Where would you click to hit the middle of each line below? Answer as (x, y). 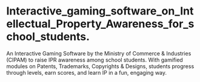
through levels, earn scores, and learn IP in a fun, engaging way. (87, 72)
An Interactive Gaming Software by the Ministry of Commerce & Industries (99, 53)
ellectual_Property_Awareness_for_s (100, 24)
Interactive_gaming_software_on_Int (100, 11)
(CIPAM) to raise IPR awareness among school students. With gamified (95, 60)
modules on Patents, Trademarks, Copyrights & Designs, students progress (100, 66)
